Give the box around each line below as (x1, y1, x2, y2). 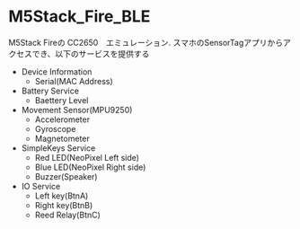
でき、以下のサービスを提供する (31, 48, 150, 59)
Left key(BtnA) (34, 190, 89, 201)
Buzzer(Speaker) (34, 171, 98, 181)
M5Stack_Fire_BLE (8, 6, 151, 27)
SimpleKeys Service (21, 142, 96, 154)
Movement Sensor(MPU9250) (21, 104, 133, 115)
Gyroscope (34, 123, 76, 134)
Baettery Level (34, 94, 89, 105)
